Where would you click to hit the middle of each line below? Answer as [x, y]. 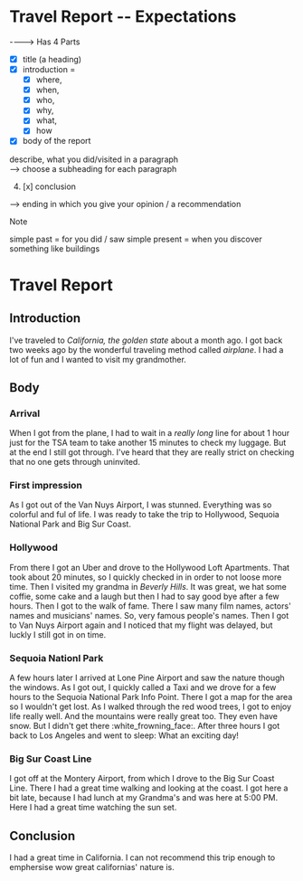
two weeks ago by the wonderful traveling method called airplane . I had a [147, 349]
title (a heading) [52, 59]
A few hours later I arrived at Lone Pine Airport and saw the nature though [147, 678]
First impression [46, 486]
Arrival [25, 413]
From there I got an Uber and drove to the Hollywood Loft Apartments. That [150, 567]
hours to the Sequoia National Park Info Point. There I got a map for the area [151, 697]
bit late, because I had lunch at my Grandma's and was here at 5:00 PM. [144, 798]
